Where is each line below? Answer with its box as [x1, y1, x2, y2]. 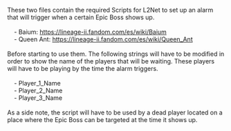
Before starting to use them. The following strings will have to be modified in [7, 50, 225, 58]
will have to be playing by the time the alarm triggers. [7, 65, 158, 72]
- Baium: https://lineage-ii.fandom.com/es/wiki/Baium [13, 28, 167, 36]
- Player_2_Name [13, 86, 63, 94]
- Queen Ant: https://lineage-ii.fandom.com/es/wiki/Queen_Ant [13, 35, 193, 43]
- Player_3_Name [13, 94, 63, 102]
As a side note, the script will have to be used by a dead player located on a [7, 108, 223, 117]
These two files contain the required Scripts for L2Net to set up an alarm [7, 6, 214, 14]
